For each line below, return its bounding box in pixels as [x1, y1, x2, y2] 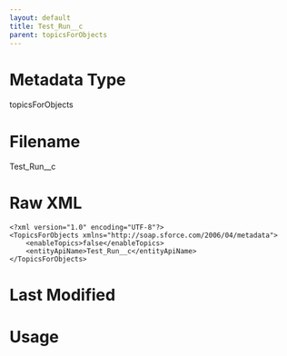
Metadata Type [9, 69, 126, 90]
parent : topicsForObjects [9, 30, 107, 39]
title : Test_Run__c [9, 22, 84, 31]
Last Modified [9, 285, 116, 305]
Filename [9, 131, 81, 152]
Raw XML [9, 193, 83, 213]
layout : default [9, 13, 71, 23]
